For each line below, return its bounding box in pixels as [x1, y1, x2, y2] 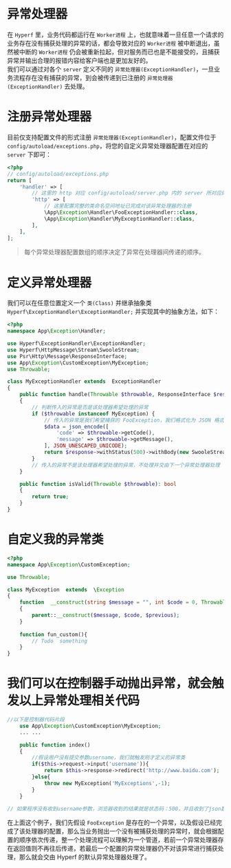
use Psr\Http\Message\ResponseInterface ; [7, 353, 128, 359]
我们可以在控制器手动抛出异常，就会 [7, 675, 212, 691]
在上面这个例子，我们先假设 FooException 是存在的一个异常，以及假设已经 [7, 818, 217, 827]
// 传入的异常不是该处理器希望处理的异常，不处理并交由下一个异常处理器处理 [32, 462, 220, 468]
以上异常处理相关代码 [19, 693, 140, 709]
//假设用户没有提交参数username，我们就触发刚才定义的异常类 [32, 754, 186, 761]
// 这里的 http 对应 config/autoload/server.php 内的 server [32, 190, 203, 197]
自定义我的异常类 [7, 532, 104, 547]
